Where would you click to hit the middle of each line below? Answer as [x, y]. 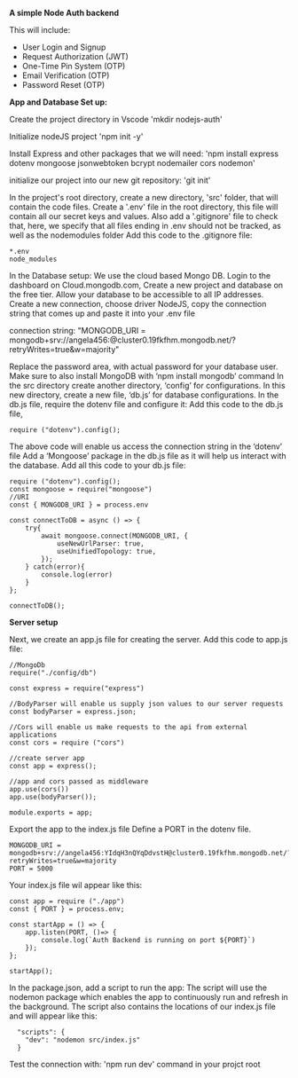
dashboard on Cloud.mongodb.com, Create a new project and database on [146, 285]
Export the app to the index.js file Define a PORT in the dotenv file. [130, 829]
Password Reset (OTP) [63, 85]
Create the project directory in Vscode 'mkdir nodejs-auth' [116, 119]
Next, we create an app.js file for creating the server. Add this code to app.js [149, 639]
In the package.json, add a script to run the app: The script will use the [138, 988]
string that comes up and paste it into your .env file [102, 313]
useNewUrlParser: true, [100, 544]
